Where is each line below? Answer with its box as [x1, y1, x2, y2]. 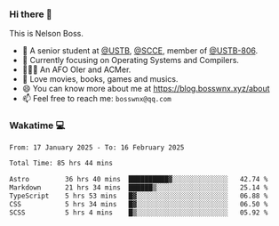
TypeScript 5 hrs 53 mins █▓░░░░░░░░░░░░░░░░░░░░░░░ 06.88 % [9, 191, 268, 201]
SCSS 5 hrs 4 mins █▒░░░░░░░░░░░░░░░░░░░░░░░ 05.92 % [9, 208, 268, 217]
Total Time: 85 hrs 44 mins [9, 159, 114, 168]
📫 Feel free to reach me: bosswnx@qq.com [21, 93, 171, 104]
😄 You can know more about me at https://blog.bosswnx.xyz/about [21, 84, 270, 94]
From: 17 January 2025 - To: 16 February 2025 [9, 142, 185, 152]
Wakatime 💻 [9, 119, 66, 132]
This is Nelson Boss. [9, 28, 84, 39]
